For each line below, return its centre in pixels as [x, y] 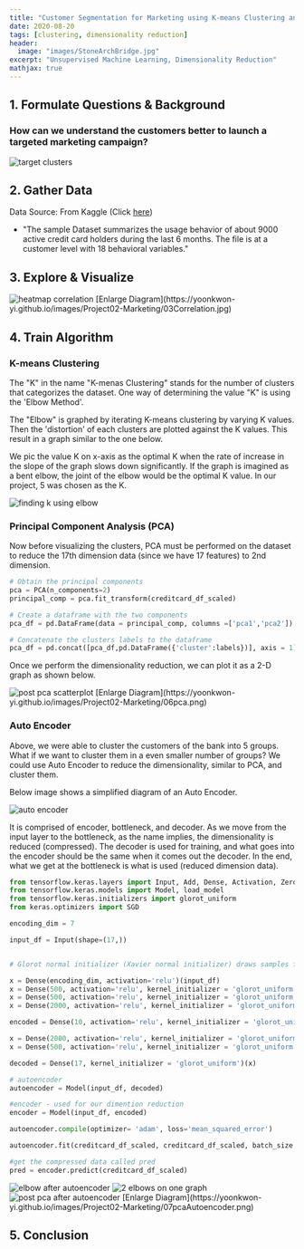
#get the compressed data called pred [82, 1162]
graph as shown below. [52, 675]
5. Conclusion [49, 1236]
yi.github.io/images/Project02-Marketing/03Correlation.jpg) [121, 309]
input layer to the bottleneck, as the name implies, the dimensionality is [142, 836]
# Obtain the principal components [76, 582]
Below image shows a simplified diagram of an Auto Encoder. [123, 792]
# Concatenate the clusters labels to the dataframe [111, 639]
